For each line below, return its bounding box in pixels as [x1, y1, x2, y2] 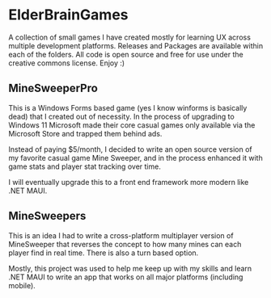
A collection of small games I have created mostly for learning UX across [8, 32, 251, 42]
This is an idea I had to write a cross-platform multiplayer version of [8, 230, 234, 240]
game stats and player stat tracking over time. [8, 162, 162, 171]
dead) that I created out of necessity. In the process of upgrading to [8, 111, 235, 121]
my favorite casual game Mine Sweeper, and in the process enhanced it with [8, 153, 263, 162]
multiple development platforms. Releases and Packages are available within [8, 40, 264, 50]
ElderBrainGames [8, 6, 129, 24]
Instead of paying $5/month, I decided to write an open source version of [8, 144, 252, 154]
